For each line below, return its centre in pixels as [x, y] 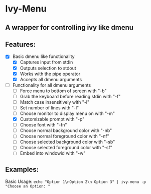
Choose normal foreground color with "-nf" [64, 136]
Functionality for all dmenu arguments [52, 85]
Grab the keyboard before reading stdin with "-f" [70, 96]
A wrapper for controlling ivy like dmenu [69, 27]
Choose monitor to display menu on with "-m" [67, 113]
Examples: [22, 169]
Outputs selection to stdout [48, 68]
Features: [21, 44]
